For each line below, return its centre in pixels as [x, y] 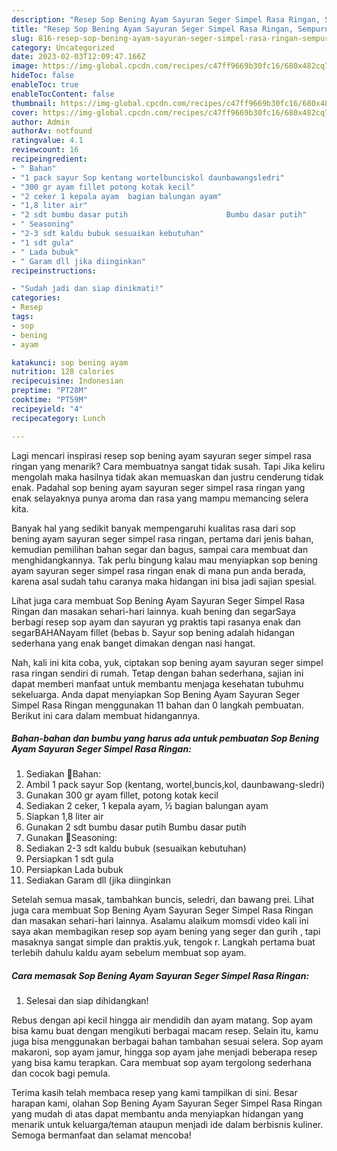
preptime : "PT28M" [49, 391]
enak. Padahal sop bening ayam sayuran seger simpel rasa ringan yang [158, 487]
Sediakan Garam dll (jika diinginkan [98, 880]
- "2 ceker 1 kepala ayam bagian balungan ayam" [117, 196]
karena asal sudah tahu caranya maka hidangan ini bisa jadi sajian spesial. [164, 581]
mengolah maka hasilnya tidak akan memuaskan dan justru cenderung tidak [167, 477]
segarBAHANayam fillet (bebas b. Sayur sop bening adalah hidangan [153, 632]
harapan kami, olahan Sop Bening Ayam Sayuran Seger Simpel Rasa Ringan [167, 1103]
